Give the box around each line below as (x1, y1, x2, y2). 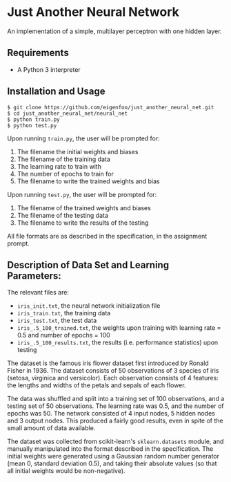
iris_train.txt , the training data (17, 309, 111, 317)
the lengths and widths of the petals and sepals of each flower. (7, 381, 186, 389)
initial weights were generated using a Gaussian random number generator (7, 452, 219, 461)
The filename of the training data (17, 155, 110, 163)
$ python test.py (7, 122, 57, 129)
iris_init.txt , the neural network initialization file (17, 302, 161, 310)
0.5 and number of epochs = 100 (17, 331, 110, 340)
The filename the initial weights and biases (17, 147, 139, 156)
